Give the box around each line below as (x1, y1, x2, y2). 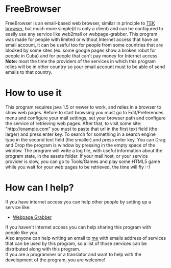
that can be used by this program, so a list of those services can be (5, 240, 147, 246)
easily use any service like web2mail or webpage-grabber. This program (5, 31, 158, 37)
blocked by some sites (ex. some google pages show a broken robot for (5, 47, 157, 53)
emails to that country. (5, 69, 53, 75)
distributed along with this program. (5, 245, 81, 252)
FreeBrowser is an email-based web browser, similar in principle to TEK (5, 20, 155, 26)
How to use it (5, 87, 62, 99)
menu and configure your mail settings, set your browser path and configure (5, 115, 166, 121)
